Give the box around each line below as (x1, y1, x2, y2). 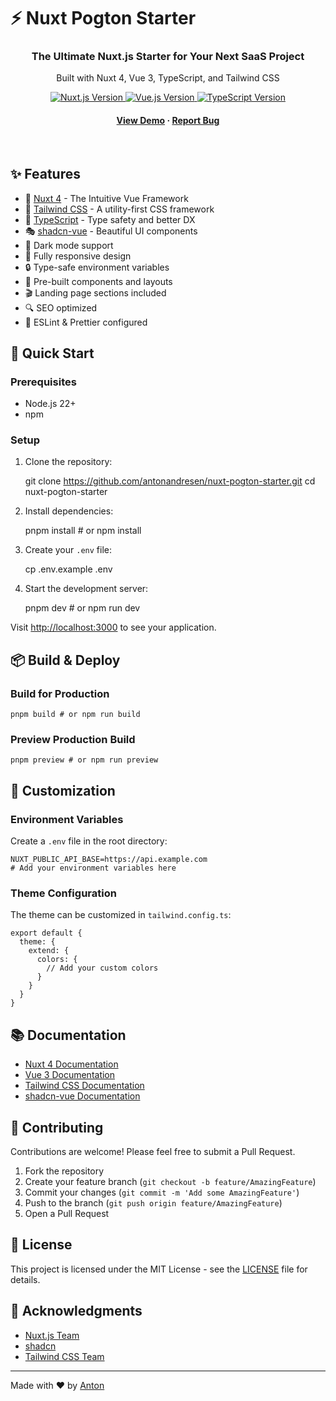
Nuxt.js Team (24, 1329, 80, 1341)
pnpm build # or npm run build (10, 710, 141, 720)
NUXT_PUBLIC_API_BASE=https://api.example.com (10, 855, 208, 865)
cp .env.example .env (24, 563, 113, 575)
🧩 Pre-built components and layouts (24, 275, 173, 287)
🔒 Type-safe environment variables (24, 261, 170, 273)
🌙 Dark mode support (24, 239, 114, 251)
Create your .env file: (24, 544, 112, 556)
